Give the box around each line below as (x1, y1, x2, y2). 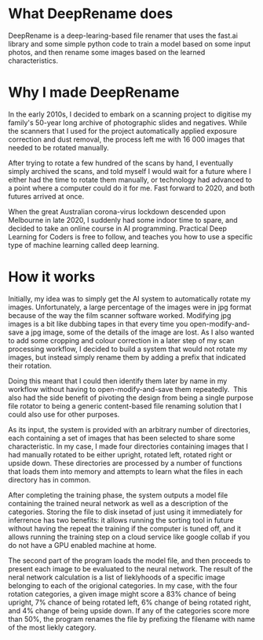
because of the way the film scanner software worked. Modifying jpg (8, 310, 232, 320)
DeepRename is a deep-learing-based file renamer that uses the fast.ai (8, 31, 238, 40)
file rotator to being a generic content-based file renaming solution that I (8, 401, 242, 410)
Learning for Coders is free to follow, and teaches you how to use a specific (8, 231, 254, 241)
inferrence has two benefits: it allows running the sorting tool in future (8, 515, 234, 524)
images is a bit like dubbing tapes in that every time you (8, 319, 188, 328)
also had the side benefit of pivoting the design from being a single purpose (8, 393, 254, 402)
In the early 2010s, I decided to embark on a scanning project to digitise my (8, 109, 252, 119)
